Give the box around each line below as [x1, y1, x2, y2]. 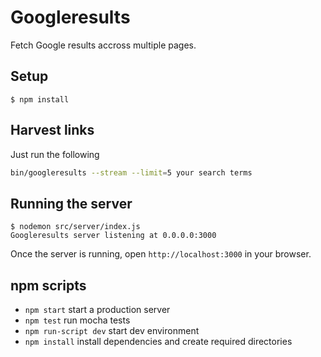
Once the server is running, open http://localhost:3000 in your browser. [10, 248, 312, 260]
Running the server [10, 195, 133, 212]
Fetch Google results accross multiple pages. [10, 39, 197, 51]
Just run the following [10, 148, 100, 160]
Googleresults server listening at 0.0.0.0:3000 [10, 231, 217, 241]
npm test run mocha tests [24, 314, 131, 326]
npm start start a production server [24, 304, 171, 316]
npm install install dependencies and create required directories [24, 336, 293, 348]
